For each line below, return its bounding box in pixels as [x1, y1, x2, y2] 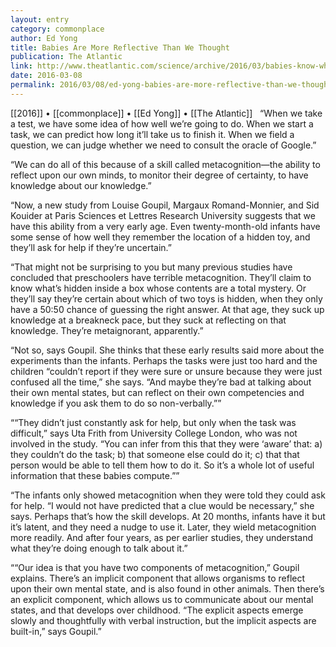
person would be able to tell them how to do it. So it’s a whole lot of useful [10, 459, 315, 471]
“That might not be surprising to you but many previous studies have [10, 261, 293, 273]
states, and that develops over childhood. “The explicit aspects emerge [10, 604, 304, 616]
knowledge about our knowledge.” [10, 179, 152, 191]
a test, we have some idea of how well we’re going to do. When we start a [10, 117, 314, 130]
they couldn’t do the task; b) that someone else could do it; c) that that [10, 448, 300, 460]
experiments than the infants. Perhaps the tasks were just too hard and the [10, 354, 318, 366]
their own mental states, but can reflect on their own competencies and [10, 386, 305, 398]
